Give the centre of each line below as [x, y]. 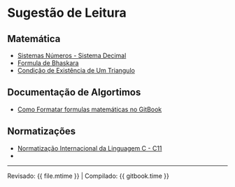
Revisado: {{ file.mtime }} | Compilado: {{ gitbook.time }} [88, 176]
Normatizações [42, 131]
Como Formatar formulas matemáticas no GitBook [90, 109]
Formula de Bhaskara [48, 63]
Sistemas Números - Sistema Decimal [72, 55]
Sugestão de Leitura [67, 13]
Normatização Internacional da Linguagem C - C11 [90, 148]
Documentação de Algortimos [74, 92]
